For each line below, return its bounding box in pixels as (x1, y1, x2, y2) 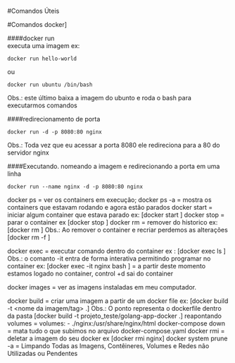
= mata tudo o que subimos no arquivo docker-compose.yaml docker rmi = (7, 327, 225, 335)
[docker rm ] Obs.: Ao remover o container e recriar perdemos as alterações (7, 226, 229, 234)
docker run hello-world (7, 55, 77, 62)
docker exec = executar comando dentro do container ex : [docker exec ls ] (7, 247, 227, 255)
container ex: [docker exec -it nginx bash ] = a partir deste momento (7, 262, 206, 270)
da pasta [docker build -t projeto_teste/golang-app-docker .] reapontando (7, 311, 222, 320)
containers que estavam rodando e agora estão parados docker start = (7, 203, 213, 211)
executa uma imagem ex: (7, 42, 80, 49)
